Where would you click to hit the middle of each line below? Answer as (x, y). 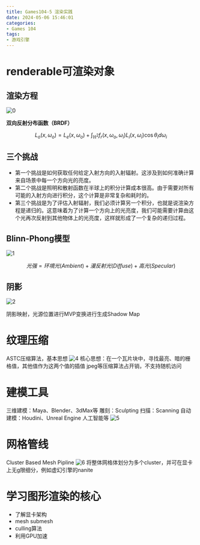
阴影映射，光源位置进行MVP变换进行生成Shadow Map (73, 314)
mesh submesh (34, 521)
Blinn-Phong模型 (38, 238)
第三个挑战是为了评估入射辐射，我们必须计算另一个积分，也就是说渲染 (102, 203)
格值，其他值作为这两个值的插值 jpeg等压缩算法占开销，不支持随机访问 (94, 366)
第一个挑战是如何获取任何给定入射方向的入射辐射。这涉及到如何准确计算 (104, 172)
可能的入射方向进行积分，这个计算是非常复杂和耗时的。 (83, 195)
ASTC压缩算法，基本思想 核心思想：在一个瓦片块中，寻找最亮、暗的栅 (98, 359)
